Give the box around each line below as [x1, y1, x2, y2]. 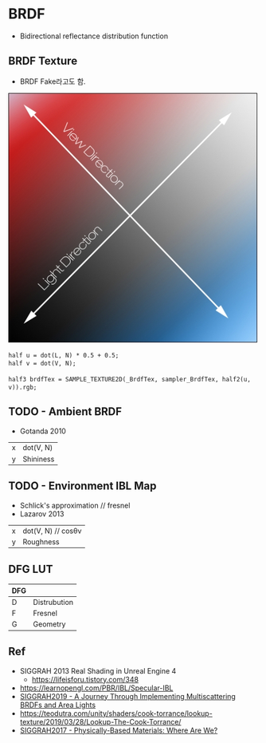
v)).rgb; [8, 383, 37, 391]
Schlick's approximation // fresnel [19, 500, 131, 510]
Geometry [33, 619, 66, 629]
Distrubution [33, 597, 74, 607]
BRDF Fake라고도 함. [19, 77, 86, 86]
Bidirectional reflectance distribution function [19, 31, 169, 41]
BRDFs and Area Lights [19, 700, 96, 709]
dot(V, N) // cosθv [22, 526, 82, 536]
